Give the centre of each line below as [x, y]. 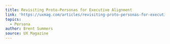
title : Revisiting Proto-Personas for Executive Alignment [69, 10]
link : [11, 15]
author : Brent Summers [29, 29]
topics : [13, 19]
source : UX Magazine [27, 33]
